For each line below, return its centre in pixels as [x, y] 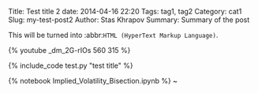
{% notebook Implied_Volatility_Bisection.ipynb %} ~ [93, 81]
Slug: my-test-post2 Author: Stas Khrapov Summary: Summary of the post [129, 20]
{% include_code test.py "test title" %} [71, 65]
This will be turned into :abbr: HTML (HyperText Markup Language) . [113, 35]
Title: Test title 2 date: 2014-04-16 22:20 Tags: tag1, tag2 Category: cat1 [125, 11]
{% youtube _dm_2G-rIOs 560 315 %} [69, 50]
